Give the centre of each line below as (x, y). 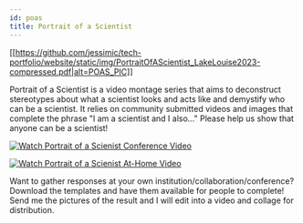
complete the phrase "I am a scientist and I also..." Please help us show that (152, 118)
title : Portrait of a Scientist (71, 26)
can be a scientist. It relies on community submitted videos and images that (151, 108)
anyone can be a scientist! (59, 127)
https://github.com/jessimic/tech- (78, 52)
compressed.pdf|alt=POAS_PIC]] (72, 71)
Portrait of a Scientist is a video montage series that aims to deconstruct (145, 89)
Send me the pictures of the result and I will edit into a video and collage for (151, 200)
